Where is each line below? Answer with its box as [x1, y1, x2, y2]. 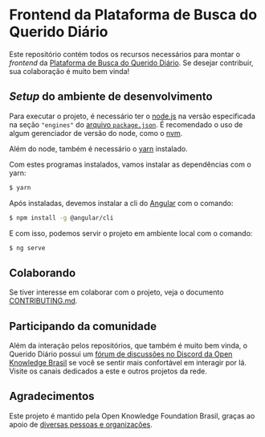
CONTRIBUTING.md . [9, 296, 78, 306]
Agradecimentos [9, 390, 95, 403]
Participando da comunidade [9, 320, 157, 333]
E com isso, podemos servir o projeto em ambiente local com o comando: [9, 228, 253, 238]
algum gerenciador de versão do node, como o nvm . [9, 128, 183, 138]
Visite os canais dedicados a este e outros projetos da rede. [9, 366, 207, 376]
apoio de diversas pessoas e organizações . [9, 419, 153, 429]
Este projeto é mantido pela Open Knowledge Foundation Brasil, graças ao [9, 410, 255, 420]
